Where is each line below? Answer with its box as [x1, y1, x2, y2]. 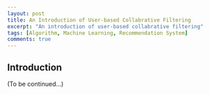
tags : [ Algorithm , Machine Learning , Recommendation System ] [7, 29, 188, 37]
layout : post [7, 10, 45, 17]
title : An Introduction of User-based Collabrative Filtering [7, 17, 191, 23]
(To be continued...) [7, 79, 64, 88]
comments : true [7, 36, 51, 43]
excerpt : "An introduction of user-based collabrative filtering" [7, 23, 204, 30]
